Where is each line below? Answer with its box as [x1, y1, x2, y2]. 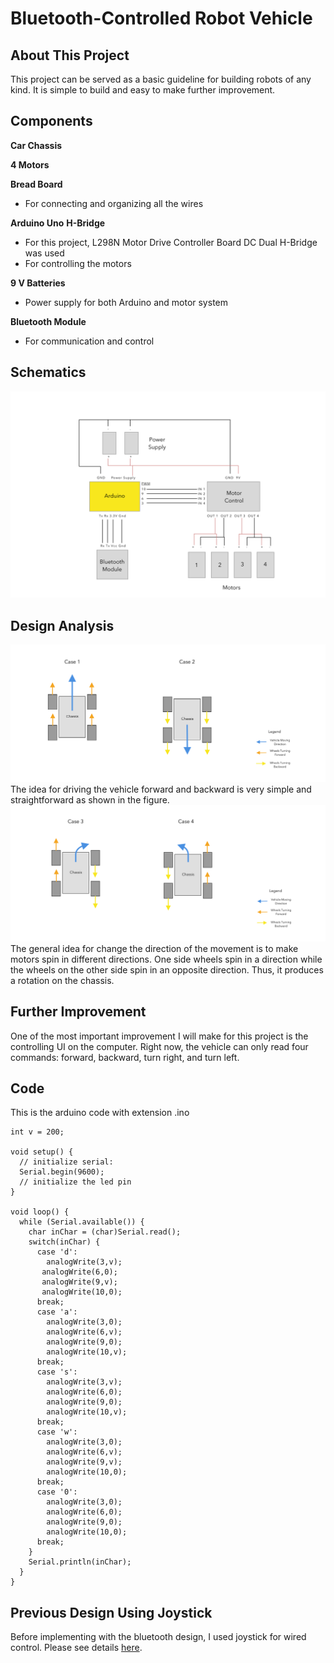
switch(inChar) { [28, 1237, 101, 1247]
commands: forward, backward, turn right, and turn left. [10, 1051, 240, 1063]
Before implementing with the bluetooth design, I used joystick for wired [10, 1631, 307, 1643]
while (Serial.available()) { [19, 1217, 145, 1227]
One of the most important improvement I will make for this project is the [10, 1030, 309, 1042]
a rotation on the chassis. [10, 974, 115, 986]
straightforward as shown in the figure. [10, 794, 170, 806]
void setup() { [10, 1147, 74, 1157]
